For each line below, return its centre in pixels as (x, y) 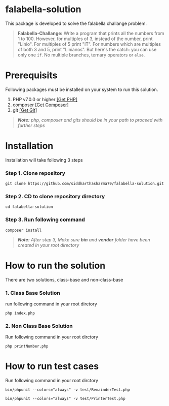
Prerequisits (31, 75)
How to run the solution (55, 266)
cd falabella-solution (29, 207)
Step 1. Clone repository (35, 173)
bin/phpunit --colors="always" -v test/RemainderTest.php (68, 390)
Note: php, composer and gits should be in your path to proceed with (90, 120)
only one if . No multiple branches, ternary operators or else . (81, 55)
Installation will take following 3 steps (44, 160)
